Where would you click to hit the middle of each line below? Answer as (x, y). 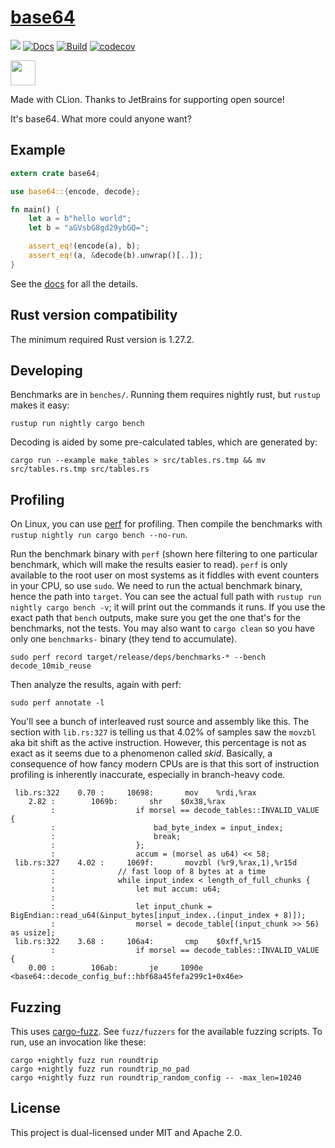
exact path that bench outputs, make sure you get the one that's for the (155, 618)
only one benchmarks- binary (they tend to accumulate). (124, 639)
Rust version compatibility (94, 315)
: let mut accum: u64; (136, 889)
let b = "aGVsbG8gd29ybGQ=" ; (89, 228)
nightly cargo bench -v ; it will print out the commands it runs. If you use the (168, 607)
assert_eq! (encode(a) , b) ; (84, 246)
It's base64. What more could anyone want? (101, 118)
